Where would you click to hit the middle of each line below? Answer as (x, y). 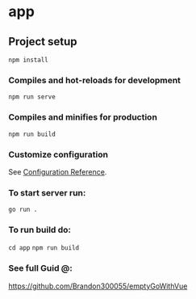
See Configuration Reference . (58, 171)
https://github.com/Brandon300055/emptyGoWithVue (98, 286)
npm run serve (32, 97)
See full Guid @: (40, 268)
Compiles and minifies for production (83, 117)
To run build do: (40, 230)
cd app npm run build (44, 248)
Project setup (43, 42)
